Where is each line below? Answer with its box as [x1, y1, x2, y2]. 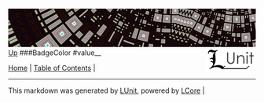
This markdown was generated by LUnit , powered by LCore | [8, 86, 205, 95]
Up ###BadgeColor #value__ [8, 48, 101, 57]
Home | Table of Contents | [8, 63, 96, 72]
